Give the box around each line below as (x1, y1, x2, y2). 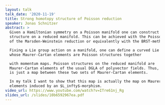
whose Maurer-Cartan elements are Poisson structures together (9, 52, 141, 57)
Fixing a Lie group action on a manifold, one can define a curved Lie (9, 47, 160, 53)
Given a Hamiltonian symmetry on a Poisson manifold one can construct (9, 30, 160, 35)
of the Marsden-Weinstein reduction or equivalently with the (9, 39, 139, 44)
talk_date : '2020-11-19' (5, 12, 56, 17)
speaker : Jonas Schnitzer (5, 21, 58, 26)
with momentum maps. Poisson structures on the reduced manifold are (9, 61, 155, 66)
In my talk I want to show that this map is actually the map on (9, 79, 146, 84)
